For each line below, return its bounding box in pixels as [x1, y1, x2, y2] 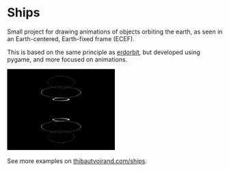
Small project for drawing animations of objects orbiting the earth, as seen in [7, 27, 223, 36]
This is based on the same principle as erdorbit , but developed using [7, 48, 200, 56]
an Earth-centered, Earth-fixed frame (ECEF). [7, 34, 135, 42]
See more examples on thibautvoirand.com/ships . [7, 156, 147, 165]
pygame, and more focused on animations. [7, 55, 128, 63]
